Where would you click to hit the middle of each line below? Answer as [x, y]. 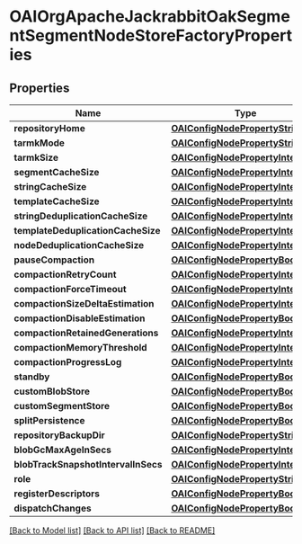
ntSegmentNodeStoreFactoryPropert [151, 36]
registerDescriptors [57, 494]
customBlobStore [52, 391]
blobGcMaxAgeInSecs [63, 450]
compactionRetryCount [65, 274]
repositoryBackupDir [59, 435]
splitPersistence [49, 420]
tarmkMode [40, 143]
